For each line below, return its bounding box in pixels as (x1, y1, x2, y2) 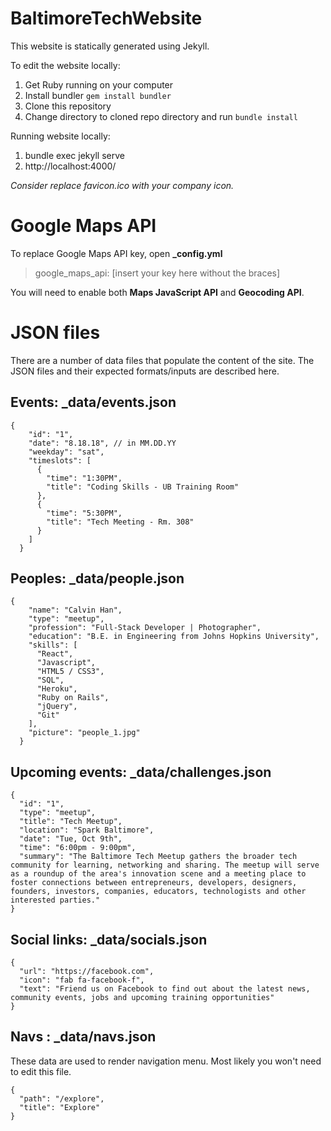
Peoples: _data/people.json (10, 570, 185, 587)
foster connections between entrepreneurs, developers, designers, (10, 878, 298, 888)
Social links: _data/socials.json (10, 931, 208, 948)
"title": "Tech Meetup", (19, 817, 123, 827)
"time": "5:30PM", (46, 508, 123, 518)
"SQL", (36, 675, 65, 686)
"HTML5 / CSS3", (36, 667, 105, 677)
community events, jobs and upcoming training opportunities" (10, 993, 275, 1003)
